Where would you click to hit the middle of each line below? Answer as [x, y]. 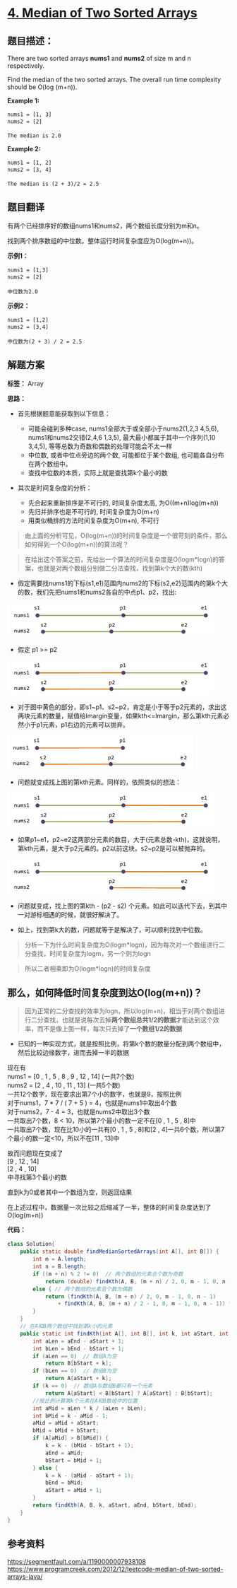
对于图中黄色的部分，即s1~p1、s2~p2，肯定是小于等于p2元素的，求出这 [122, 707]
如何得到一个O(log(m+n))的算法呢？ [77, 544]
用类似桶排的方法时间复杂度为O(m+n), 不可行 [94, 520]
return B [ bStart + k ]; [78, 1364]
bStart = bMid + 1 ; [73, 1460]
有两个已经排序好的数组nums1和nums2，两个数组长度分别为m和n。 [105, 226]
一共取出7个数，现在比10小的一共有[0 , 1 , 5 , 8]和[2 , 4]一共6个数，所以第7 [116, 1130]
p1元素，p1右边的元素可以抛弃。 [83, 724]
